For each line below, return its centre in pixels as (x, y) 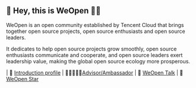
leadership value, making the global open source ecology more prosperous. (98, 61)
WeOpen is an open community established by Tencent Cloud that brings (95, 25)
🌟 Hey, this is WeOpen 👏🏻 (54, 11)
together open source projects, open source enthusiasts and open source (96, 31)
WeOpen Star (22, 79)
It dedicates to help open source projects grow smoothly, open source (92, 49)
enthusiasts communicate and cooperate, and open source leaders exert (94, 55)
